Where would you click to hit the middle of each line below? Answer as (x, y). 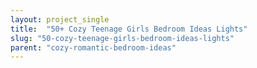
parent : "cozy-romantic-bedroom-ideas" (93, 47)
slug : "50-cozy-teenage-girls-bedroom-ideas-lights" (122, 38)
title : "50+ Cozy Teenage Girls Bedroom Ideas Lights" (129, 29)
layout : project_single (60, 19)
